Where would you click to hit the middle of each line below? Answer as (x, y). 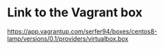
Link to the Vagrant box (75, 13)
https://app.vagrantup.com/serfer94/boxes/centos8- (82, 31)
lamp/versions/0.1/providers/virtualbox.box (68, 38)
